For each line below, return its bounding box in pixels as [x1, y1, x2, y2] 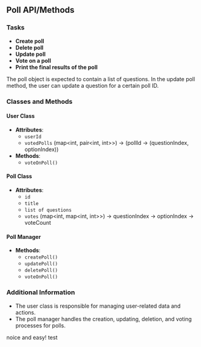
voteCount [24, 219, 51, 227]
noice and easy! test [6, 333, 58, 341]
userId [24, 133, 42, 140]
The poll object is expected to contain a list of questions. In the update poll [6, 75, 195, 82]
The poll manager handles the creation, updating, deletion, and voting [15, 315, 192, 322]
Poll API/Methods [6, 5, 75, 15]
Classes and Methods [6, 97, 73, 106]
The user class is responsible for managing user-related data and [15, 302, 181, 310]
